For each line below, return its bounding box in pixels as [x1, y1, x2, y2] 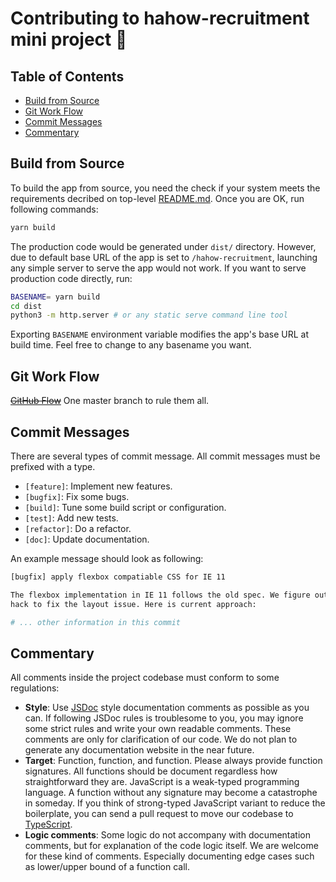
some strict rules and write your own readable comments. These [24, 723, 292, 735]
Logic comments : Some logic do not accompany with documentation [24, 829, 311, 841]
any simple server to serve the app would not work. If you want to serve [10, 262, 307, 274]
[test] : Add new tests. [24, 512, 119, 524]
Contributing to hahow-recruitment [10, 7, 310, 30]
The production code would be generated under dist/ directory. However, [10, 240, 317, 252]
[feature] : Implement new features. [24, 480, 173, 492]
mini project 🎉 [10, 28, 128, 51]
